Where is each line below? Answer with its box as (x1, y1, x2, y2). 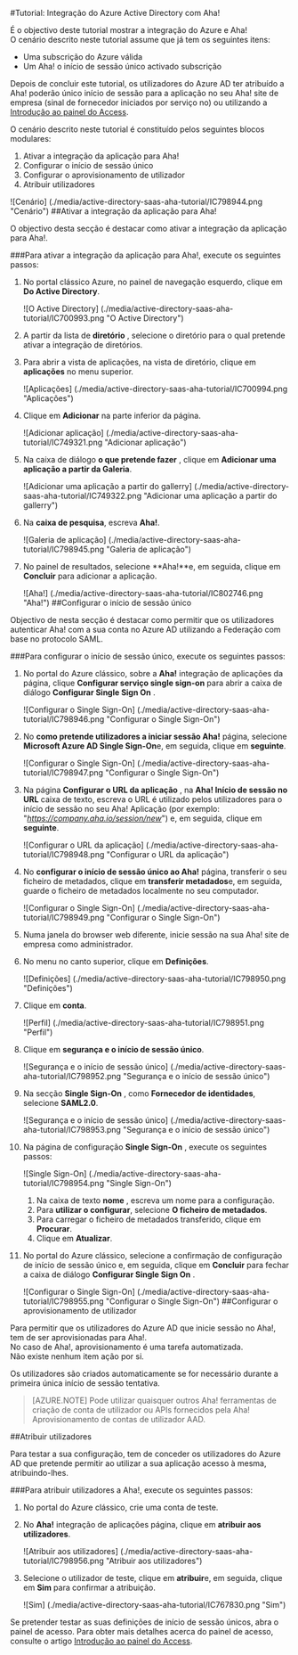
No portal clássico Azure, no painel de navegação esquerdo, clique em (22, 276, 283, 287)
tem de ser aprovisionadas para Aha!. (10, 1332, 148, 1342)
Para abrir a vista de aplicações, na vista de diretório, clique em (22, 356, 256, 367)
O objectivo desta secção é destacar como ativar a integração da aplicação (10, 223, 287, 234)
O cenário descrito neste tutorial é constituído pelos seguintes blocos (10, 124, 265, 135)
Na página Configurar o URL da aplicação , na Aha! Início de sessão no (22, 784, 288, 795)
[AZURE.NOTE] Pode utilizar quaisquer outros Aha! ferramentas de (31, 1395, 277, 1405)
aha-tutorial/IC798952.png (22, 1071, 122, 1081)
